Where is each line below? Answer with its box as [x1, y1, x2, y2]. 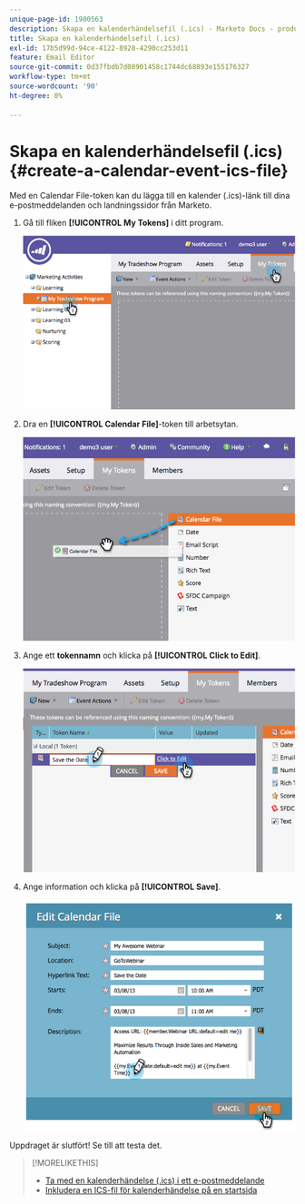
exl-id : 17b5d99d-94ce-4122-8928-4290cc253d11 [9, 44, 189, 53]
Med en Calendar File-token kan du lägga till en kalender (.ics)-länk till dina [9, 191, 290, 201]
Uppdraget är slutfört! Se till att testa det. [9, 1140, 162, 1151]
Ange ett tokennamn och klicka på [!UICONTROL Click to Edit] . [22, 650, 261, 661]
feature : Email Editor [9, 53, 95, 63]
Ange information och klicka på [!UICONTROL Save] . [22, 881, 221, 893]
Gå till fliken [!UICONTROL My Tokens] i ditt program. [22, 218, 224, 229]
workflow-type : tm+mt [9, 73, 92, 82]
